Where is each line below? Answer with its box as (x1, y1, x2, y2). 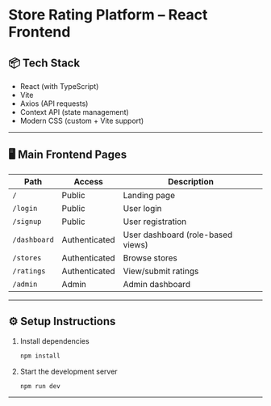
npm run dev (19, 382, 60, 390)
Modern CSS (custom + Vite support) (19, 116, 144, 125)
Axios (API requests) (19, 99, 89, 108)
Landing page (123, 189, 176, 201)
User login (123, 202, 163, 214)
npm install (19, 352, 60, 360)
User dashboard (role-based (123, 229, 233, 240)
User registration (123, 216, 187, 227)
